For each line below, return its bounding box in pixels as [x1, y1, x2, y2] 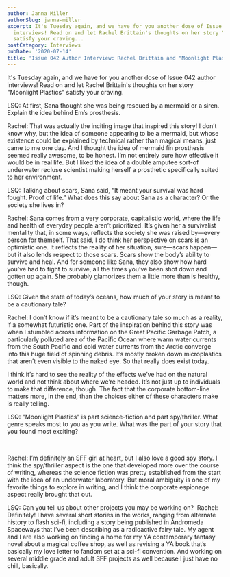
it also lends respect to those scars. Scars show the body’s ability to [18, 250, 210, 258]
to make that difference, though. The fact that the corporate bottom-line [7, 384, 210, 393]
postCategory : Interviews [7, 42, 81, 49]
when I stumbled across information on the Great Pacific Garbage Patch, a [7, 328, 217, 336]
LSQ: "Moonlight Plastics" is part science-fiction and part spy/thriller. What [7, 413, 218, 421]
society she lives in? [7, 200, 64, 209]
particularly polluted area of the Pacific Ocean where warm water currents [7, 335, 217, 343]
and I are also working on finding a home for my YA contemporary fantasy [7, 532, 216, 541]
